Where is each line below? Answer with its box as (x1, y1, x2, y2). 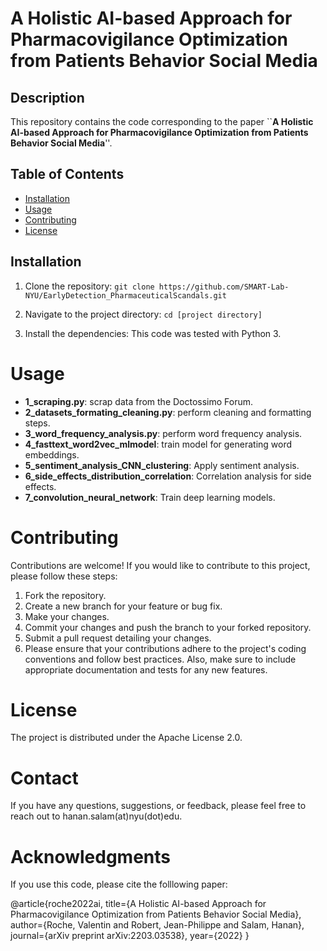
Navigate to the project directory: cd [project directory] (24, 308, 263, 320)
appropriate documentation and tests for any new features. (24, 663, 268, 676)
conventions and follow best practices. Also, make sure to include (24, 653, 297, 665)
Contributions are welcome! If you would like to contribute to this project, (10, 559, 311, 571)
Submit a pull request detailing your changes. (24, 632, 212, 644)
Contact (10, 767, 79, 789)
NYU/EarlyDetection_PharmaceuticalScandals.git (24, 290, 227, 301)
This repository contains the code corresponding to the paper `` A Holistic (10, 116, 314, 127)
